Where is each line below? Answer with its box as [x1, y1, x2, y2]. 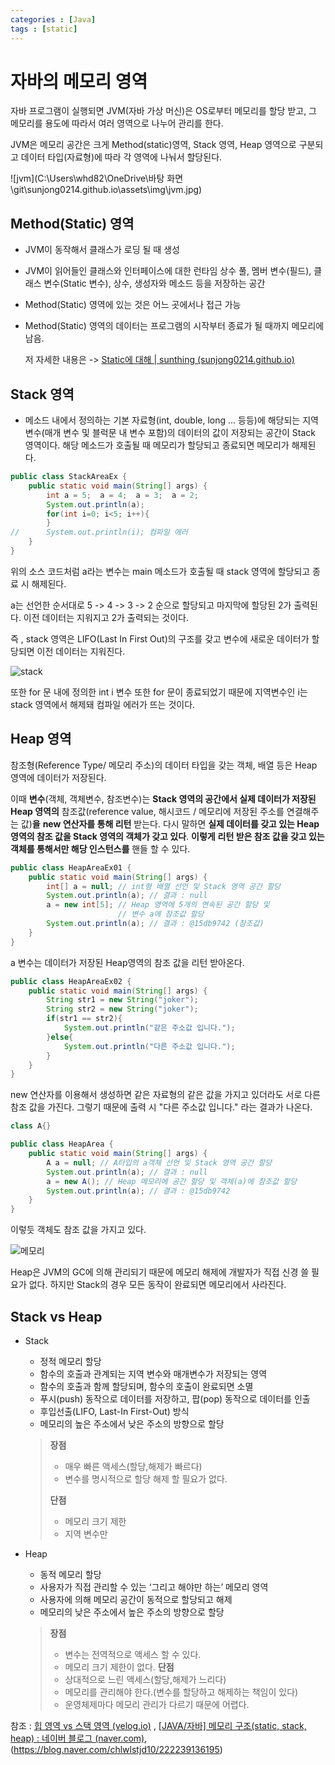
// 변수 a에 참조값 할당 [117, 909, 205, 920]
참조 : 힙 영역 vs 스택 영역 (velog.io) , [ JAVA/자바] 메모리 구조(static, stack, [10, 1719, 307, 1731]
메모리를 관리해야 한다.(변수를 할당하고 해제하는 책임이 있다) [64, 1686, 299, 1698]
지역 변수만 [64, 1527, 108, 1540]
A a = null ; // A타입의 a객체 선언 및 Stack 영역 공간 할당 [46, 1157, 273, 1168]
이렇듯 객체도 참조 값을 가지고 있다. [10, 1224, 147, 1236]
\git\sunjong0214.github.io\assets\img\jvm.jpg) [10, 184, 203, 196]
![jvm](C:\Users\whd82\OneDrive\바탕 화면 [10, 172, 184, 185]
